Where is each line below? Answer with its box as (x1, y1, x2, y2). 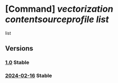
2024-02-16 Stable (5, 72, 52, 79)
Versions (5, 44, 34, 53)
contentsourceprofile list (5, 14, 109, 25)
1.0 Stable (5, 59, 30, 66)
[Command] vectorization (5, 3, 114, 15)
